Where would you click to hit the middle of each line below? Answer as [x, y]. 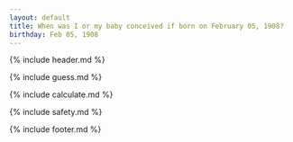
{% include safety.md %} [56, 112]
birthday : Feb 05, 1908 [54, 34]
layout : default [40, 18]
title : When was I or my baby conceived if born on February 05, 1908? [146, 26]
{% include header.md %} [57, 60]
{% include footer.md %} [55, 129]
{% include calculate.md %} [61, 94]
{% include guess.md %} [55, 77]
